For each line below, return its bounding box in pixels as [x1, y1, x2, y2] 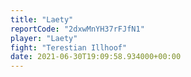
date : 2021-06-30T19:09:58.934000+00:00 [10, 52, 182, 62]
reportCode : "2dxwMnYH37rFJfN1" [10, 24, 145, 34]
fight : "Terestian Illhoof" [10, 42, 128, 53]
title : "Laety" [10, 14, 74, 25]
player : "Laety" [10, 33, 78, 43]
